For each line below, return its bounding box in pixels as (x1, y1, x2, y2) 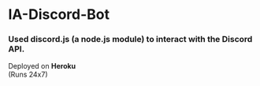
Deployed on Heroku (8, 62, 76, 71)
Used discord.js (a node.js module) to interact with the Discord (8, 34, 253, 45)
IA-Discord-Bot (8, 6, 110, 24)
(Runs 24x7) (8, 69, 49, 80)
